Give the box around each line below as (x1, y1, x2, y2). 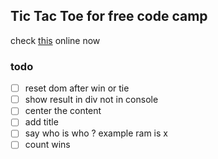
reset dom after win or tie (24, 82, 130, 94)
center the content (24, 105, 102, 117)
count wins (24, 139, 71, 151)
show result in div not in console (24, 94, 159, 106)
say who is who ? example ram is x (24, 127, 168, 139)
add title (24, 116, 59, 128)
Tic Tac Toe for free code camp (10, 8, 208, 25)
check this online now (10, 34, 101, 46)
